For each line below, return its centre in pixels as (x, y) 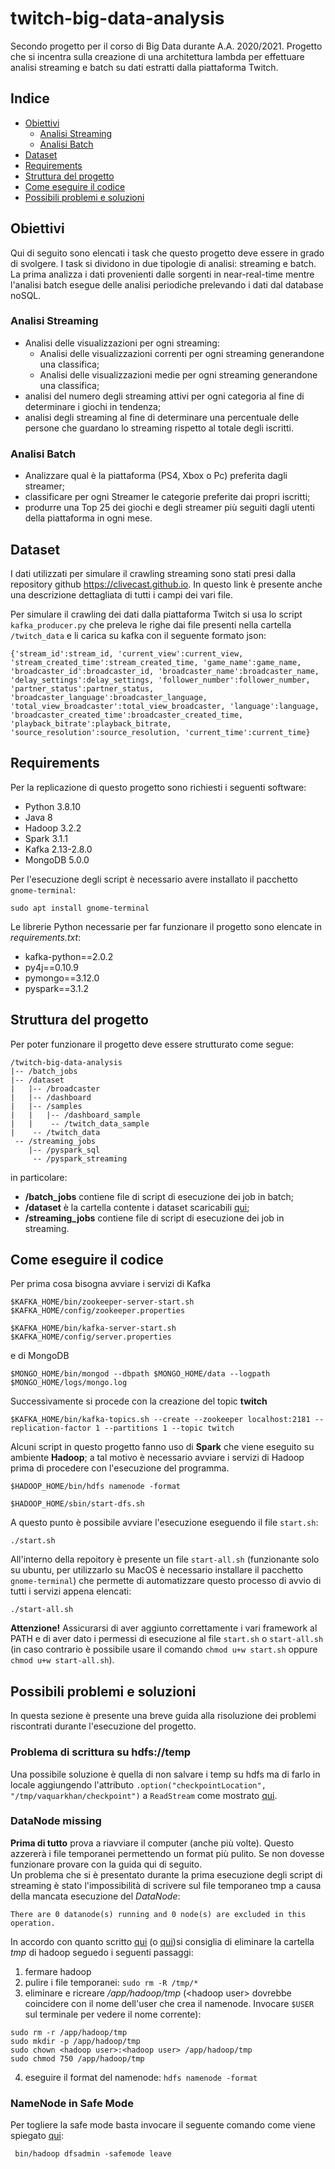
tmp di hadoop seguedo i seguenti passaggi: (102, 1952)
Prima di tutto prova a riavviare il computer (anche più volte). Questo (152, 1843)
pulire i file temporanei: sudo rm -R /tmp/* (111, 1982)
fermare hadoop (58, 1971)
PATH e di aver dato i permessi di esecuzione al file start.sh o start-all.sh (167, 1639)
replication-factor (51, 1428)
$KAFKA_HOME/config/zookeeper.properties (98, 1311)
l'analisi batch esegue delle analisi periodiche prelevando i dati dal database (167, 284)
